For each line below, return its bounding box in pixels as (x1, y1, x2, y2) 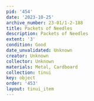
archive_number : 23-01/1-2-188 (6, 20, 83, 26)
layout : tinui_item (6, 86, 54, 92)
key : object (6, 75, 35, 81)
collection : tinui (6, 70, 51, 75)
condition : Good (6, 42, 46, 48)
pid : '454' (6, 8, 33, 15)
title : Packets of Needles (6, 25, 73, 31)
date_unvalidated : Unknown (6, 48, 73, 53)
